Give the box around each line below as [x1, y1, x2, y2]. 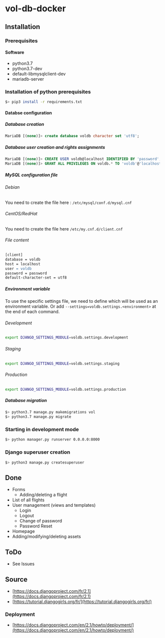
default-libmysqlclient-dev [12, 71, 66, 77]
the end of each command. [5, 309, 60, 315]
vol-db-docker [5, 3, 66, 14]
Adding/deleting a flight [19, 492, 67, 498]
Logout [19, 513, 34, 519]
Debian [5, 184, 20, 190]
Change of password [19, 518, 62, 524]
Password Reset [19, 523, 53, 529]
